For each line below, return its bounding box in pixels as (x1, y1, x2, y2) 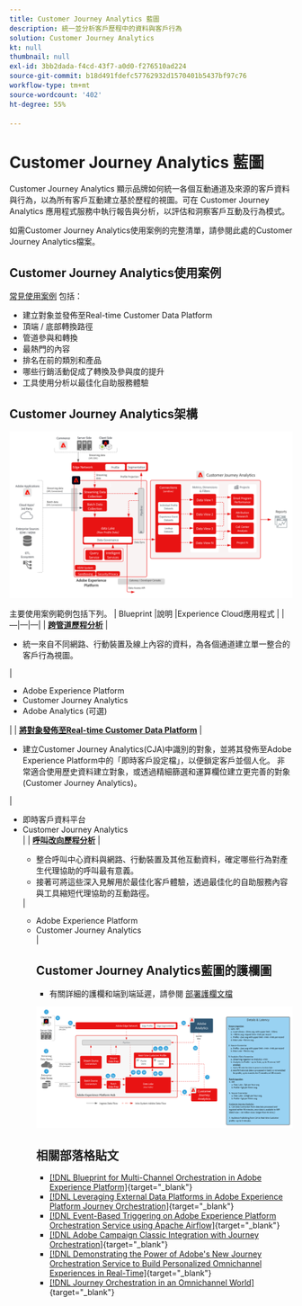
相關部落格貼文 (35, 1148, 120, 1163)
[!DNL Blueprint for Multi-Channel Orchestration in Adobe (49, 1172, 262, 1183)
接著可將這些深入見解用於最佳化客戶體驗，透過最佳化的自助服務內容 (35, 877, 289, 888)
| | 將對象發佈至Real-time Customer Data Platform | (9, 725, 202, 736)
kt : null (9, 43, 42, 52)
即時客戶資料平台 (22, 814, 86, 825)
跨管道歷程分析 (48, 620, 103, 631)
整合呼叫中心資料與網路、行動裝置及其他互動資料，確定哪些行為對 (35, 854, 280, 865)
